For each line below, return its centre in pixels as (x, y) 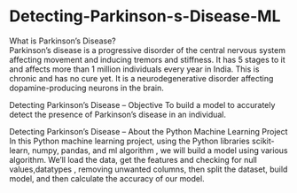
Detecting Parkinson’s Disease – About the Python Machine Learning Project (148, 131)
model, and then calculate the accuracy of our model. (107, 178)
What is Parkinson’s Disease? (63, 41)
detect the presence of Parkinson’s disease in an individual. (118, 114)
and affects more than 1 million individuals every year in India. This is (134, 69)
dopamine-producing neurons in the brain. (86, 88)
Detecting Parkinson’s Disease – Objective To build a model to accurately (142, 104)
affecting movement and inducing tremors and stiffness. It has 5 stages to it (147, 59)
